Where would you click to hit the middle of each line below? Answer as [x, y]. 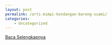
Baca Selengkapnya [26, 37]
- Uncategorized [31, 23]
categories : [17, 19]
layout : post [19, 10]
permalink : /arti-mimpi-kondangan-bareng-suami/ [56, 14]
